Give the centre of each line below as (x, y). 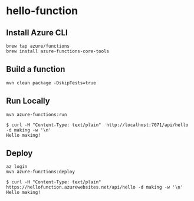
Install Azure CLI (37, 33)
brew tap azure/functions (38, 46)
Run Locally (28, 101)
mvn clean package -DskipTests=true (51, 83)
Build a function (36, 69)
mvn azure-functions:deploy (41, 172)
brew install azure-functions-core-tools (58, 51)
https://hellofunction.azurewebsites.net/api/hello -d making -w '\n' (95, 187)
